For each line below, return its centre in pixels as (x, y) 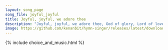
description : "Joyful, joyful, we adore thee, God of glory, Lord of (79, 24)
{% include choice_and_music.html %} (45, 42)
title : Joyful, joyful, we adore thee (45, 19)
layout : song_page (24, 10)
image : (12, 28)
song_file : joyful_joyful (32, 14)
